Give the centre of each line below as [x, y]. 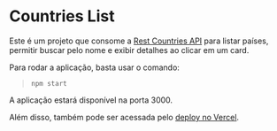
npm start [49, 83]
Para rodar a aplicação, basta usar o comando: [94, 67]
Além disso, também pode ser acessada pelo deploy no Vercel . [124, 117]
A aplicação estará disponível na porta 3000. [91, 100]
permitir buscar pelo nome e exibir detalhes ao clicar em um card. [129, 50]
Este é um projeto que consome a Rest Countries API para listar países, [139, 41]
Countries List [62, 16]
